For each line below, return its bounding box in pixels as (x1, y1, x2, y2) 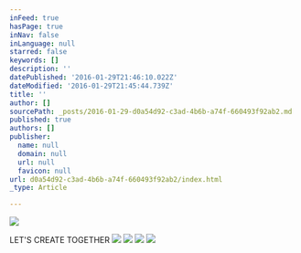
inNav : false (9, 30, 59, 39)
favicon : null (17, 166, 71, 175)
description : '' (9, 65, 71, 74)
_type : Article (9, 184, 68, 193)
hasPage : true (9, 22, 64, 31)
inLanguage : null (9, 38, 76, 48)
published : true (9, 115, 71, 124)
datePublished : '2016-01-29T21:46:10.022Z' (9, 73, 178, 82)
